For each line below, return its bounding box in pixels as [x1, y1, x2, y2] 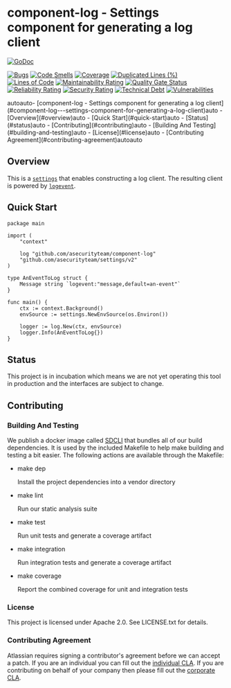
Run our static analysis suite [17, 504, 98, 513]
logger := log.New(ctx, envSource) [19, 323, 122, 330]
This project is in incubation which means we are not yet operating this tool [7, 372, 221, 380]
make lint [17, 491, 44, 500]
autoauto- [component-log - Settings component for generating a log [7, 98, 205, 107]
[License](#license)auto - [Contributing [92, 128, 204, 136]
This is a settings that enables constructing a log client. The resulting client [7, 174, 223, 182]
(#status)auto [7, 121, 46, 129]
